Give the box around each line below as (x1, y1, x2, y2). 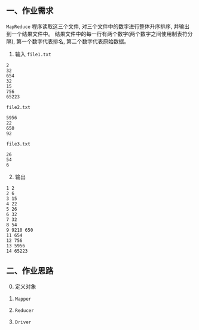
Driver (14, 319, 32, 325)
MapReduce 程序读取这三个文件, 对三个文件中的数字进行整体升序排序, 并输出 (6, 23, 190, 30)
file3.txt (6, 141, 31, 147)
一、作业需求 (6, 5, 54, 16)
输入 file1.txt (14, 50, 52, 57)
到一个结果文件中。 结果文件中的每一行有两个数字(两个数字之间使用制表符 (6, 30, 188, 37)
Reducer (14, 307, 34, 313)
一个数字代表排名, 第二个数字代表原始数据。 (22, 38, 130, 45)
